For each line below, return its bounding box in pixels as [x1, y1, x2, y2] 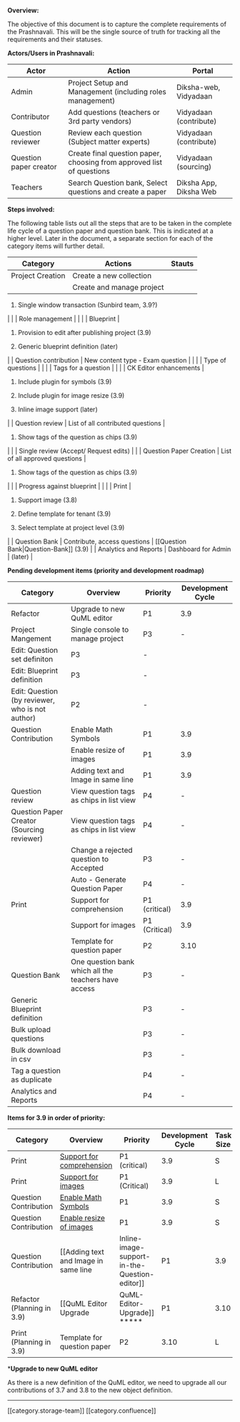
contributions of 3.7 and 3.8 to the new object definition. [7, 1386, 173, 1394]
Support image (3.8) [17, 496, 77, 504]
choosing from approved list [67, 157, 163, 167]
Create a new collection [72, 271, 152, 281]
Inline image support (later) [17, 405, 98, 414]
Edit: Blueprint [11, 666, 59, 676]
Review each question [67, 128, 142, 138]
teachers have [71, 975, 119, 984]
